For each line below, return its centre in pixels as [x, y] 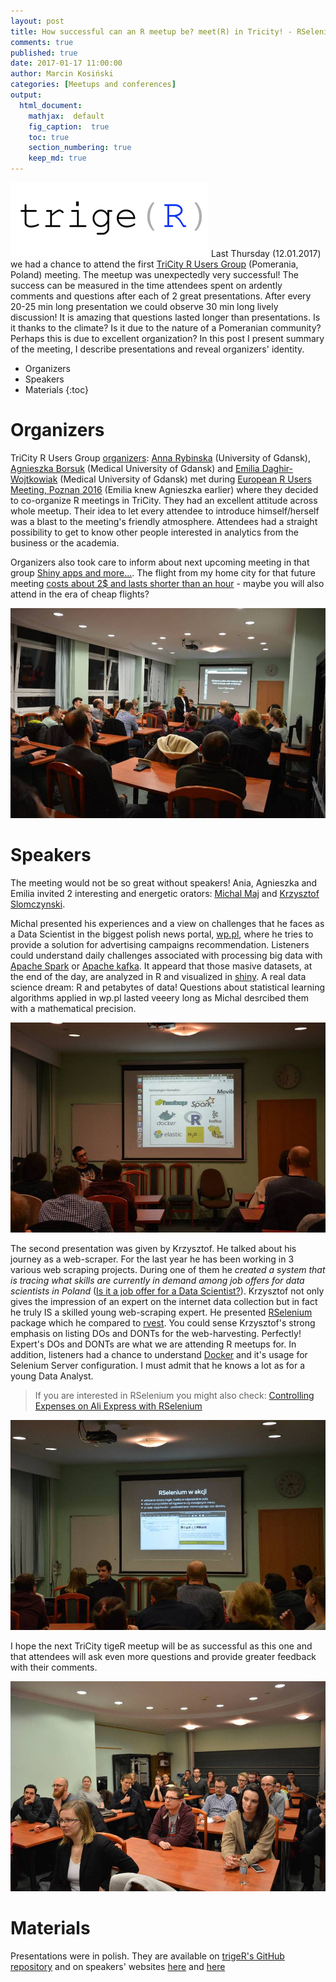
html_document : [51, 105]
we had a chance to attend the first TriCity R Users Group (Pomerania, [154, 264]
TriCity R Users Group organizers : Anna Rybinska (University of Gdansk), [160, 457]
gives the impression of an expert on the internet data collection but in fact [164, 1301]
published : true [44, 53]
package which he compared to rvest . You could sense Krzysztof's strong [163, 1322]
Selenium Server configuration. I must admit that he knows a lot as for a [158, 1365]
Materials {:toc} [56, 389]
